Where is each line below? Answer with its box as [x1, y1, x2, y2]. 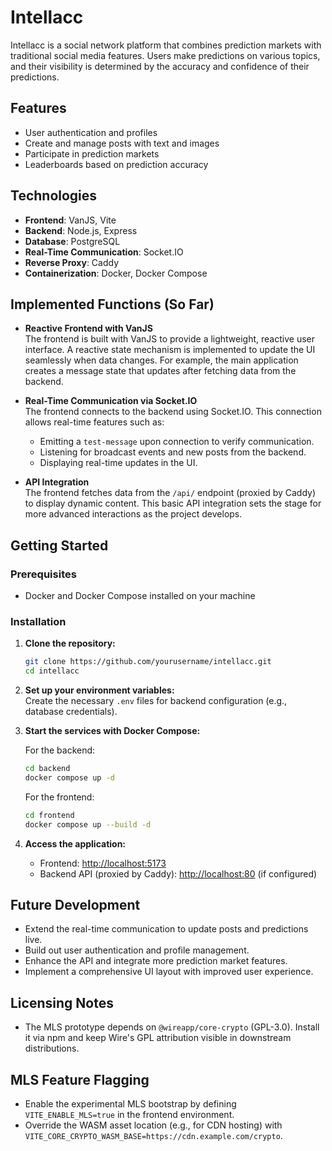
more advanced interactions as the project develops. [24, 508, 243, 520]
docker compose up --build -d [24, 819, 152, 830]
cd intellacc [24, 666, 80, 676]
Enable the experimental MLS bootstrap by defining [24, 1098, 237, 1110]
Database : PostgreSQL [24, 235, 121, 247]
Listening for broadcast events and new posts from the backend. [39, 446, 307, 458]
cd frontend [24, 810, 75, 820]
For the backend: [24, 744, 96, 756]
